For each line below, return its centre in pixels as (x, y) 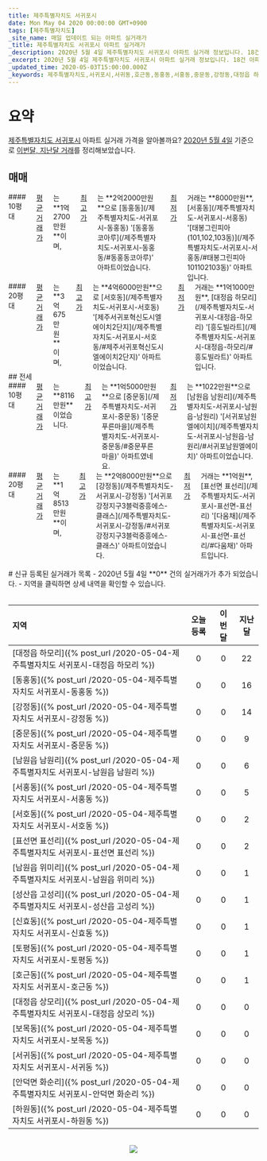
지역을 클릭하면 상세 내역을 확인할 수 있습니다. (95, 584)
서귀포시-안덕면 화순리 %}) (106, 1094)
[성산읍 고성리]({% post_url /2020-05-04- (92, 895)
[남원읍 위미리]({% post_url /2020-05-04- (92, 868)
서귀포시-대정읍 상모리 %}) (106, 1014)
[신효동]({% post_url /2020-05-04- (80, 921)
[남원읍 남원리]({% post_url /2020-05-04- (92, 760)
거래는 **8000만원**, (221, 198)
